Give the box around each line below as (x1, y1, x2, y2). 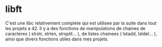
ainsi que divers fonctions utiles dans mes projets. (5, 36, 109, 42)
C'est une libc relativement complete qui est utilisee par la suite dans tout (5, 20, 157, 26)
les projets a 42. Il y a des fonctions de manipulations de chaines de (5, 25, 145, 31)
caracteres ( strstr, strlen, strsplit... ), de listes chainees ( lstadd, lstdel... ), (5, 30, 157, 36)
